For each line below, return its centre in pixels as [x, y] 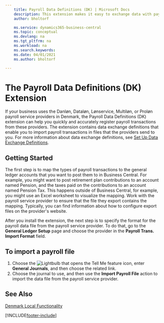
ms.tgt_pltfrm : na [32, 41]
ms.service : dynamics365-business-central [58, 27]
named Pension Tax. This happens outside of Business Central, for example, [82, 190]
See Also [19, 294]
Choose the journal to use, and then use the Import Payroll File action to [85, 273]
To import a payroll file [40, 252]
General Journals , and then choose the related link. [64, 268]
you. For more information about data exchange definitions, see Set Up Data [82, 138]
